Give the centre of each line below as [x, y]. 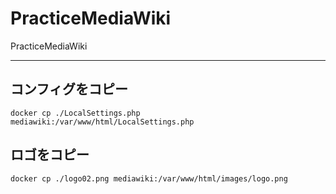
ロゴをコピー [50, 155]
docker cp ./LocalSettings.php [75, 113]
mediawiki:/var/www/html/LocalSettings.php [102, 122]
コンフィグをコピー [69, 89]
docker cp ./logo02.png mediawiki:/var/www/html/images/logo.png [149, 178]
